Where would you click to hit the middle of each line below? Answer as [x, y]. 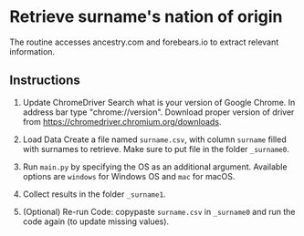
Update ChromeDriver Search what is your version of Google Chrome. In [159, 102]
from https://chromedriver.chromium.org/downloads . [122, 121]
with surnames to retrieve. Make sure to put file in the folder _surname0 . [156, 149]
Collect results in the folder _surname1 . [94, 194]
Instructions [45, 81]
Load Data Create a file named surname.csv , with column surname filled [154, 139]
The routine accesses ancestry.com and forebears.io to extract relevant [144, 42]
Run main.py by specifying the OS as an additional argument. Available [155, 167]
